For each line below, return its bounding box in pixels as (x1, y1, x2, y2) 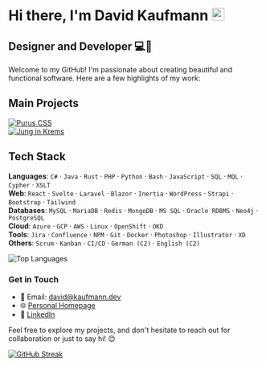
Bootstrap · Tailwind (8, 196, 76, 207)
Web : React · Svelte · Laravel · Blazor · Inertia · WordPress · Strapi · (8, 188, 234, 198)
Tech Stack (8, 150, 66, 163)
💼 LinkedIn (19, 309, 55, 319)
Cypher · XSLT (8, 179, 51, 189)
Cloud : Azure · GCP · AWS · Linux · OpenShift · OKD (8, 220, 164, 231)
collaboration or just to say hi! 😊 (8, 333, 116, 343)
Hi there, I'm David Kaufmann (8, 6, 209, 25)
